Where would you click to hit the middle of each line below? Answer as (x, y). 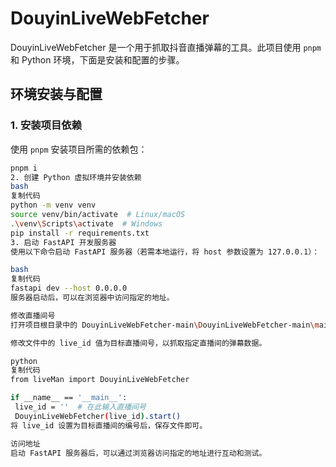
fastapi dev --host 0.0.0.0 (69, 288)
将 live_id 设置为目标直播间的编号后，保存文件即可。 (109, 425)
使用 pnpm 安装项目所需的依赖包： (79, 149)
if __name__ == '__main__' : (69, 398)
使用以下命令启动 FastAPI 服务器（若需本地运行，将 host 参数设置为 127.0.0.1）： (165, 252)
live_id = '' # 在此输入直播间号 (80, 407)
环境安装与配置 (56, 94)
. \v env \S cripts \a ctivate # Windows (86, 223)
